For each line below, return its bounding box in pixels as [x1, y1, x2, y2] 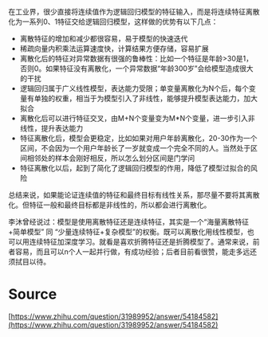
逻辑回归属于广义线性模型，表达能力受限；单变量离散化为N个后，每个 [19, 84, 250, 93]
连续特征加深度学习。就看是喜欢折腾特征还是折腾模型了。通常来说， [29, 237, 253, 246]
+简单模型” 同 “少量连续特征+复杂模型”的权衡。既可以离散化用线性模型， [8, 227, 247, 237]
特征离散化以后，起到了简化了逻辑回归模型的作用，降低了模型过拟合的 [19, 163, 251, 173]
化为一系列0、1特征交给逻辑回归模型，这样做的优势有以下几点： [8, 17, 219, 26]
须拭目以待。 [8, 257, 50, 266]
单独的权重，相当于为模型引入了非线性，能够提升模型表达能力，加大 [33, 94, 258, 103]
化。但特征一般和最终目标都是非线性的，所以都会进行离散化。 [8, 200, 211, 210]
